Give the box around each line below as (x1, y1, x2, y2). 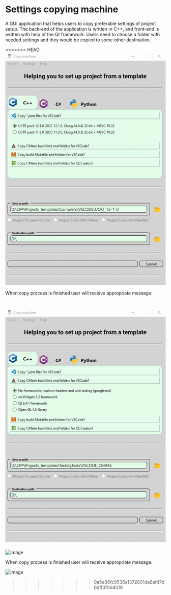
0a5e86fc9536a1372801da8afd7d (94, 579, 164, 585)
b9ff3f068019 (94, 584, 123, 590)
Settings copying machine (5, 4, 119, 15)
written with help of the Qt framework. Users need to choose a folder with (5, 31, 160, 37)
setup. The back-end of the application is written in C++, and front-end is (5, 26, 159, 32)
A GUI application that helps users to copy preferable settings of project (5, 20, 156, 27)
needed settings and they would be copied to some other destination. (5, 37, 151, 43)
